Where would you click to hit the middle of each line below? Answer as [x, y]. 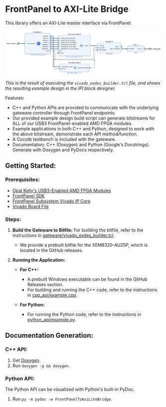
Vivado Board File [30, 206]
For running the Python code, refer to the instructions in [84, 314]
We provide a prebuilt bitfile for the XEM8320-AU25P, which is [84, 245]
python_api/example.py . [51, 320]
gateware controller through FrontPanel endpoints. [64, 113]
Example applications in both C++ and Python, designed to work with [83, 129]
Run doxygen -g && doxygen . [41, 365]
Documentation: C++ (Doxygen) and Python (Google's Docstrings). [81, 145]
